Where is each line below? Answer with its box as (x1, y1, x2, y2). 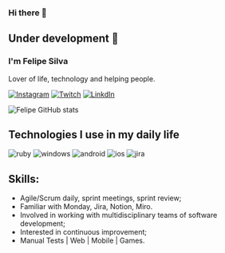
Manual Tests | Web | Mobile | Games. (19, 235, 145, 246)
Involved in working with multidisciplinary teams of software (19, 211, 218, 220)
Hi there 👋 (8, 7, 48, 18)
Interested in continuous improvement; (19, 227, 148, 237)
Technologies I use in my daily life (8, 128, 180, 141)
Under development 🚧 (8, 32, 119, 45)
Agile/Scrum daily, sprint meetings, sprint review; (19, 193, 182, 203)
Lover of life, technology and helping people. (8, 73, 156, 83)
